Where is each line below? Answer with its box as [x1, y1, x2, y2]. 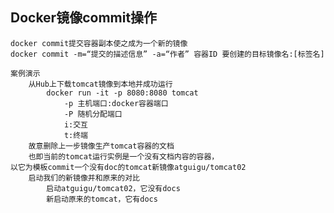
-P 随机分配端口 [63, 109, 123, 119]
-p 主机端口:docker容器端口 [63, 98, 169, 108]
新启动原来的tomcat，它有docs [46, 194, 158, 204]
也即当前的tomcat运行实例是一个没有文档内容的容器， [28, 151, 220, 162]
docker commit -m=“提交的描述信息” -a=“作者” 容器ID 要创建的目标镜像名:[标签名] [10, 49, 325, 59]
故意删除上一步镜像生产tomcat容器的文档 [28, 141, 175, 151]
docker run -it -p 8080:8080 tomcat [46, 88, 199, 98]
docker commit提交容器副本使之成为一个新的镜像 [10, 38, 188, 48]
